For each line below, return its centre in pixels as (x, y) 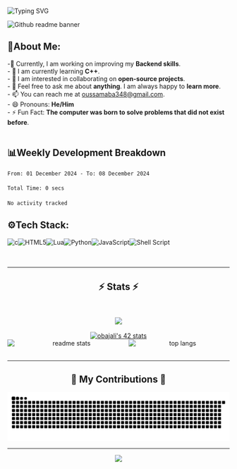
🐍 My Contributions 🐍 (119, 380)
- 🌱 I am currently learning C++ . (54, 71)
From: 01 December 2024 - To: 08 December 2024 (79, 173)
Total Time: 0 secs (36, 188)
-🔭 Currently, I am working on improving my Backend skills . (94, 63)
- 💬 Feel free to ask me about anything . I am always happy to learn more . (114, 86)
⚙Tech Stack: (38, 225)
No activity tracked (38, 203)
